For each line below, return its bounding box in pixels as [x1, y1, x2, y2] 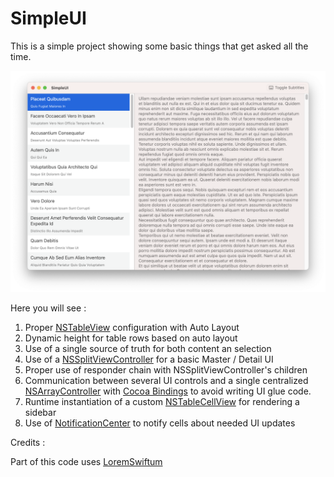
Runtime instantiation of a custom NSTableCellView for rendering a [24, 396, 300, 408]
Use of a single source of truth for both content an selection [24, 343, 272, 355]
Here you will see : [10, 302, 87, 314]
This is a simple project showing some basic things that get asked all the [10, 40, 309, 52]
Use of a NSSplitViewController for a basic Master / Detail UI [24, 353, 274, 366]
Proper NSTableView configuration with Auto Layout [24, 322, 240, 334]
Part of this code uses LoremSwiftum [10, 456, 163, 468]
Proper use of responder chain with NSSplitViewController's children [24, 364, 308, 376]
